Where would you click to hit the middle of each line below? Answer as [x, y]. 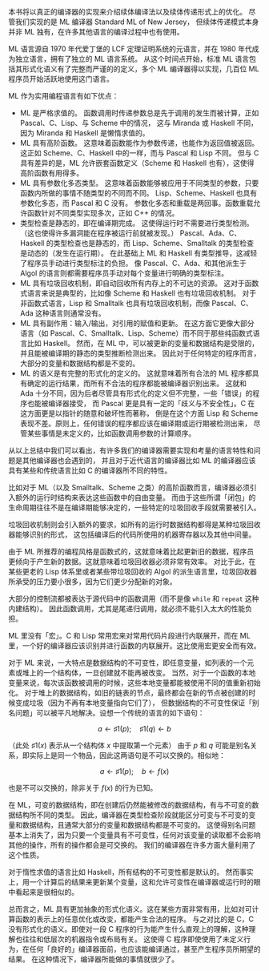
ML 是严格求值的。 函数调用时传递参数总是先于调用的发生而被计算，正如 [139, 113]
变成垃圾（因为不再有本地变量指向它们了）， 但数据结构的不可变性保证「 [133, 703]
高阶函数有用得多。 [52, 173]
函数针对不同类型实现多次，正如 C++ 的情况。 [103, 213]
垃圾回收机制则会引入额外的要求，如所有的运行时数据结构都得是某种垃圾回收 [134, 524]
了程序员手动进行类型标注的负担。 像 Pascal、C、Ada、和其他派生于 [133, 263]
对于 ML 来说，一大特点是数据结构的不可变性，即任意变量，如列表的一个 [128, 663]
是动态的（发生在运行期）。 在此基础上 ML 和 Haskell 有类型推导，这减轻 [139, 253]
